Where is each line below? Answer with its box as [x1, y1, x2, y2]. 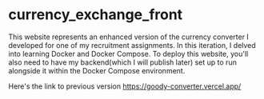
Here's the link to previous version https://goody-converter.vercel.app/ [8, 81, 242, 91]
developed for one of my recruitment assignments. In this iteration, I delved [8, 40, 256, 49]
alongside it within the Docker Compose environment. [8, 65, 186, 75]
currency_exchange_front [8, 6, 183, 24]
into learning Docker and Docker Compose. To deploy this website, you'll [8, 49, 249, 58]
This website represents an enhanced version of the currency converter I [8, 32, 250, 42]
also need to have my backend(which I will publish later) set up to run [8, 57, 238, 67]
